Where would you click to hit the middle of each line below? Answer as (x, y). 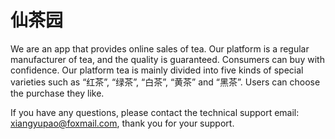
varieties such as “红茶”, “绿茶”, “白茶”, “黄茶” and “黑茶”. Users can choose (165, 82)
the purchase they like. (57, 93)
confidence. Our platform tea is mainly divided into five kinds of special (157, 70)
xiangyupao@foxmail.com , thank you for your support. (122, 123)
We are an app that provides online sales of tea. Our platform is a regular (160, 48)
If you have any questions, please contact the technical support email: (155, 112)
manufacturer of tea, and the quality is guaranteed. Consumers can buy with (167, 59)
